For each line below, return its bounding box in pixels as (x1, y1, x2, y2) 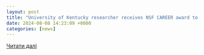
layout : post (6, 8, 40, 15)
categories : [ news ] (6, 25, 56, 32)
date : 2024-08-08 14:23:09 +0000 (6, 20, 92, 26)
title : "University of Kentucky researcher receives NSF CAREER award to (6, 15, 199, 21)
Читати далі (6, 42, 37, 50)
